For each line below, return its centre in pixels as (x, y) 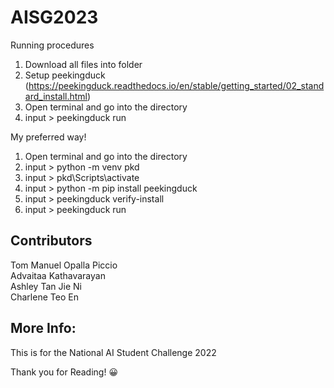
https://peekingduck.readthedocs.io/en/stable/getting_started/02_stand (176, 85)
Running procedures (52, 45)
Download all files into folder (83, 64)
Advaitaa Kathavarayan (58, 275)
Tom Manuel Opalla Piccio (64, 265)
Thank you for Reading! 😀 (64, 372)
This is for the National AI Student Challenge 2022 (113, 352)
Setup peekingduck (65, 75)
